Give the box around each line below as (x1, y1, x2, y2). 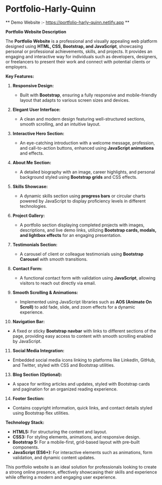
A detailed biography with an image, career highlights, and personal (19, 169, 155, 175)
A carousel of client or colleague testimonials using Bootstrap (19, 251, 144, 257)
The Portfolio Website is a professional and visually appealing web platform (5, 38, 158, 44)
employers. (5, 64, 28, 70)
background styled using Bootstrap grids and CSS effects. (19, 174, 138, 180)
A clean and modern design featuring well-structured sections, (19, 116, 146, 122)
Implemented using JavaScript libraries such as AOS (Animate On (19, 299, 152, 305)
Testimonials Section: (12, 241, 58, 248)
